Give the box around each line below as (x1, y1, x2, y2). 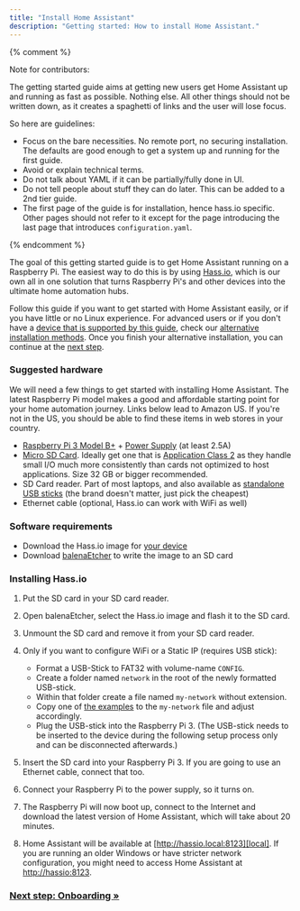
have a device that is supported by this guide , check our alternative (9, 322, 259, 333)
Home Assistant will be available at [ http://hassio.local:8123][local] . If (22, 838, 279, 849)
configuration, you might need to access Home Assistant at (22, 858, 243, 869)
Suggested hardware (9, 363, 104, 376)
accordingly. (35, 711, 83, 722)
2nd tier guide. (22, 193, 77, 204)
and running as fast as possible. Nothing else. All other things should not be (9, 91, 290, 102)
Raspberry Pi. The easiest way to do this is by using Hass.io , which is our (9, 266, 281, 277)
